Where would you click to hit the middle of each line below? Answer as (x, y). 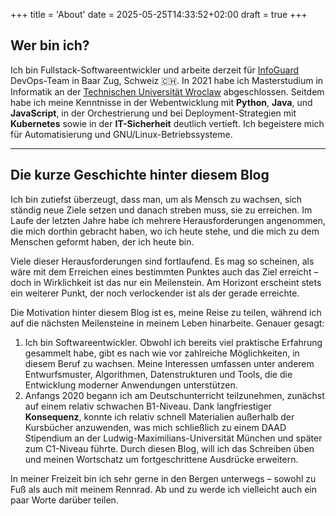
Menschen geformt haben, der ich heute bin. (102, 241)
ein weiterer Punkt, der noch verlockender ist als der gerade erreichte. (155, 293)
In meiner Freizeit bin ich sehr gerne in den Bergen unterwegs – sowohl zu (163, 478)
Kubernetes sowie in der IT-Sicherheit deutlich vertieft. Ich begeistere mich (167, 123)
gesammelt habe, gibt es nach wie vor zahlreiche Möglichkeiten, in (162, 353)
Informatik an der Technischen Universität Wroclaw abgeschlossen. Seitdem (167, 91)
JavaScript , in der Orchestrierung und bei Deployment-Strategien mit (153, 113)
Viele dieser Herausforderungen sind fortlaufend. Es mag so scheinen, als (162, 261)
